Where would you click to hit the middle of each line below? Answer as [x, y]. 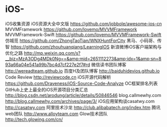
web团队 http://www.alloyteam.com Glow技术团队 [56, 113]
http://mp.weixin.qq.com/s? [52, 53]
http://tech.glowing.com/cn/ [34, 119]
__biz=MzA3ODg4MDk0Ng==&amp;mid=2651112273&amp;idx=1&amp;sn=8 [83, 58]
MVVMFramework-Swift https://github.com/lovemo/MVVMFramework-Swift [83, 34]
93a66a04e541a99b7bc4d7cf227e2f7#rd [48, 64]
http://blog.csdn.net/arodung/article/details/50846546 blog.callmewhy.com [83, 95]
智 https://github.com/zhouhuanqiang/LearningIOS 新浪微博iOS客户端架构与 [83, 46]
